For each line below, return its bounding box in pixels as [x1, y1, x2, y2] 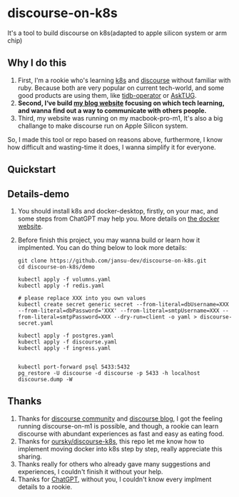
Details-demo [7, 188, 70, 200]
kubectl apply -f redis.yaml [17, 282, 105, 289]
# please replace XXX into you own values [17, 294, 146, 301]
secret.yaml [17, 319, 54, 326]
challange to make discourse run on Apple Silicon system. [17, 121, 188, 130]
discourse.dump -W [17, 376, 73, 383]
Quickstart [7, 164, 56, 176]
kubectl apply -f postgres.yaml [17, 332, 114, 339]
